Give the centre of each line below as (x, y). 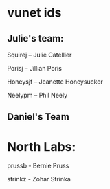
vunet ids (34, 13)
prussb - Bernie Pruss (38, 166)
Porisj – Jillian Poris (34, 68)
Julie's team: (35, 38)
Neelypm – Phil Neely (37, 95)
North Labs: (42, 146)
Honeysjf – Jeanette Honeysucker (55, 82)
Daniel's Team (38, 117)
